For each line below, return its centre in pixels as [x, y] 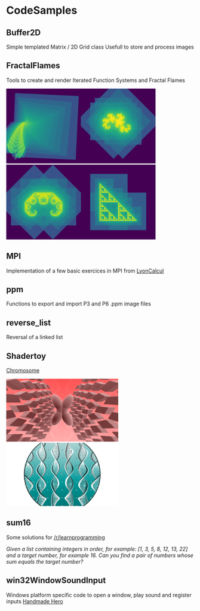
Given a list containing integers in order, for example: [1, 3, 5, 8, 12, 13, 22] [97, 549]
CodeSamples [42, 10]
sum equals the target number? [45, 561]
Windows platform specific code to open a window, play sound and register [99, 595]
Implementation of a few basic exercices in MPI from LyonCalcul [85, 271]
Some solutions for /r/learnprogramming [56, 537]
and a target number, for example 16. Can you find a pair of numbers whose [100, 555]
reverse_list [29, 323]
